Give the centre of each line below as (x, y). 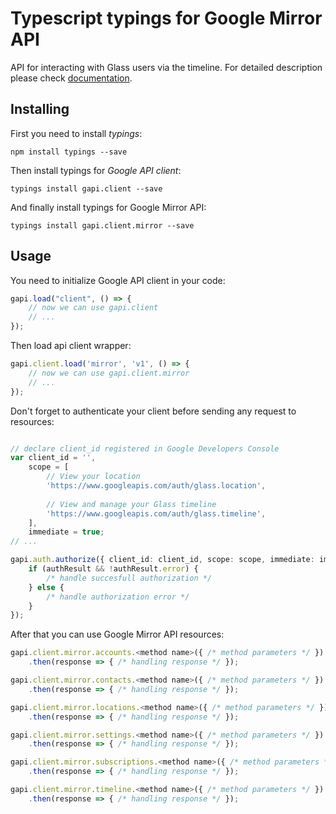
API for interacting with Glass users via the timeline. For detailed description (166, 67)
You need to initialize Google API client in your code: (118, 280)
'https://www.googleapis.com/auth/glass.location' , (156, 486)
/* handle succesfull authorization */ (129, 578)
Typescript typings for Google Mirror (166, 18)
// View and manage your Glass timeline (131, 504)
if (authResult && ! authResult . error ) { (113, 569)
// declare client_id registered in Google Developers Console (145, 448)
